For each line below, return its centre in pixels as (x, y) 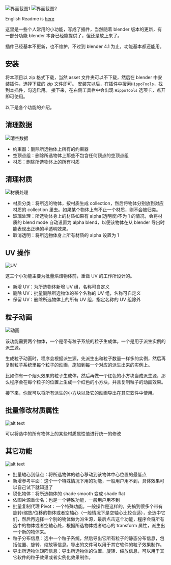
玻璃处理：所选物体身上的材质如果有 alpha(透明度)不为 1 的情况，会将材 (88, 216)
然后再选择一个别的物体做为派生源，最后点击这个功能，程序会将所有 (93, 519)
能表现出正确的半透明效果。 (42, 229)
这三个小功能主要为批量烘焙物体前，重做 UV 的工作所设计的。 (70, 276)
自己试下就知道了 (35, 487)
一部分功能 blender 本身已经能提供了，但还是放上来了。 (64, 35)
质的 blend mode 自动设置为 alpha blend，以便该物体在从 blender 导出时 (89, 222)
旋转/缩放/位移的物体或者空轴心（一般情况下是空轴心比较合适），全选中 (87, 512)
